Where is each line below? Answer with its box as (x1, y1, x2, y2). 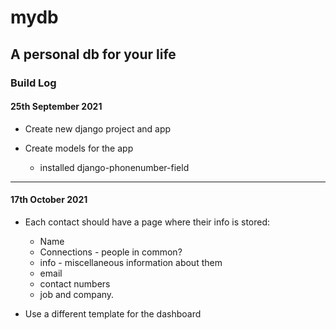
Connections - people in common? (39, 246, 183, 258)
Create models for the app (24, 142, 134, 154)
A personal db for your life (10, 46, 177, 63)
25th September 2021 (10, 101, 103, 113)
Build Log (10, 76, 57, 90)
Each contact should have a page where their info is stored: (24, 216, 271, 228)
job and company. (39, 288, 115, 300)
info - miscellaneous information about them (39, 256, 223, 268)
